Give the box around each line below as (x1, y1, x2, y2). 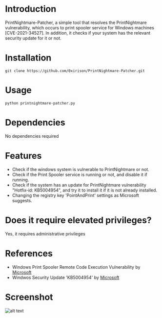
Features (5, 150, 42, 161)
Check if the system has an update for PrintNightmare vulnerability (12, 182, 146, 188)
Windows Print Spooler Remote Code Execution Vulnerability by (12, 264, 141, 270)
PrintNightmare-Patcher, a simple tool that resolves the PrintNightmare (5, 20, 147, 25)
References (5, 248, 53, 259)
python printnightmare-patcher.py (5, 101, 76, 106)
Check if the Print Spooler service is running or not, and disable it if (12, 171, 147, 177)
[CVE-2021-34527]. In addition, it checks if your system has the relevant (5, 30, 150, 36)
